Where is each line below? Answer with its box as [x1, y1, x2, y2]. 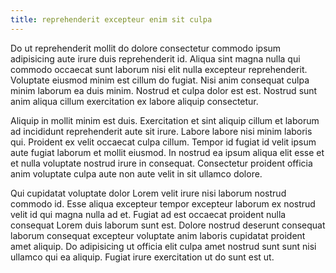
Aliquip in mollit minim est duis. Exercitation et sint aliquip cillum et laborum [10, 114, 320, 126]
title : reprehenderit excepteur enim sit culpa [10, 14, 213, 25]
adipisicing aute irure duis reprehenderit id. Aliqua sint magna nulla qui [10, 52, 301, 65]
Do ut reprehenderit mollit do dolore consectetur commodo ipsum [10, 42, 282, 54]
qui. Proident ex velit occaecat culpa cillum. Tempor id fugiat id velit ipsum [10, 136, 317, 148]
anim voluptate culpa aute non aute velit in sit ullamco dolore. [10, 167, 263, 180]
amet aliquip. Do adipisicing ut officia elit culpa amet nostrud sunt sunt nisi [10, 240, 317, 252]
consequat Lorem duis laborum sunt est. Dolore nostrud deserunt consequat [10, 219, 326, 231]
